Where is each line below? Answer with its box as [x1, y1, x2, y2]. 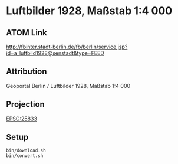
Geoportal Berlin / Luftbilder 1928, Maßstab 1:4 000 [6, 82, 131, 89]
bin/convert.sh [6, 153, 44, 159]
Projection [6, 99, 45, 110]
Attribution [6, 67, 47, 77]
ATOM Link [6, 28, 47, 38]
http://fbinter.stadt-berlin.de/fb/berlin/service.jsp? [6, 43, 128, 50]
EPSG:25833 [6, 115, 37, 122]
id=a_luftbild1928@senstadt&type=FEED [6, 50, 104, 57]
